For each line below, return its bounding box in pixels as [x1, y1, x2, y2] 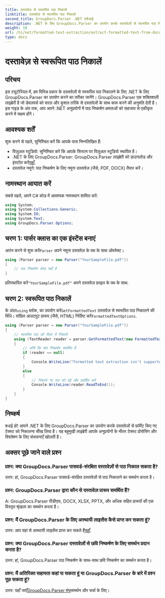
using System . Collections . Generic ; [5, 207, 78, 212]
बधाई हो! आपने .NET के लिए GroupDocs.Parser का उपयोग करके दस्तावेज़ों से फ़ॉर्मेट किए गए [5, 423, 157, 429]
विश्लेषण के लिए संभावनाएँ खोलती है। [5, 434, 62, 440]
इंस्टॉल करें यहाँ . [12, 159, 36, 165]
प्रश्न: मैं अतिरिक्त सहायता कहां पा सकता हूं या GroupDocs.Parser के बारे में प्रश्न [5, 570, 156, 577]
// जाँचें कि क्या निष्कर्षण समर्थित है [23, 346, 76, 351]
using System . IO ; [5, 212, 41, 217]
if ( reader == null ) [23, 350, 65, 355]
